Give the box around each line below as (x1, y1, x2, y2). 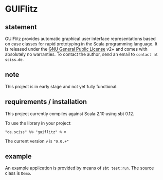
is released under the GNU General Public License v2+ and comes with (5, 46, 147, 52)
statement (5, 23, 37, 31)
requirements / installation (5, 98, 87, 106)
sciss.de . (5, 57, 24, 62)
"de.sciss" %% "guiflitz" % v (5, 129, 67, 135)
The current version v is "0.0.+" (5, 138, 69, 144)
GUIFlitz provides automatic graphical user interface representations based (5, 36, 156, 41)
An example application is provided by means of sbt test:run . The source (5, 165, 154, 171)
